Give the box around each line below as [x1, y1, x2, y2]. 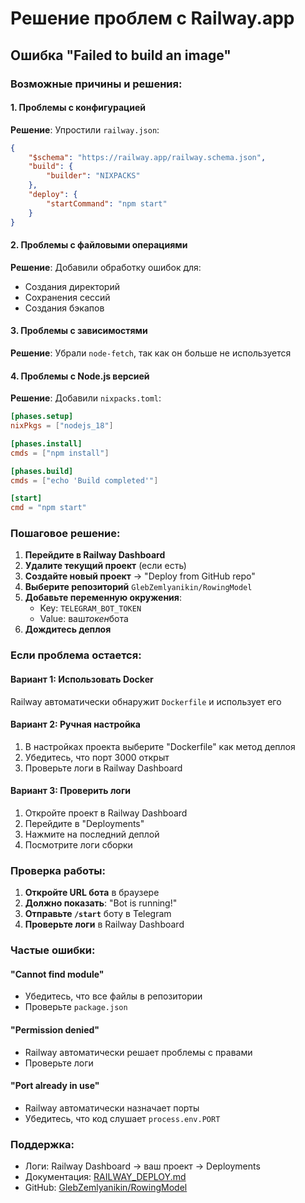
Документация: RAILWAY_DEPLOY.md [24, 1171, 187, 1183]
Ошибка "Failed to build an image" [10, 47, 232, 64]
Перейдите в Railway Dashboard [24, 549, 166, 561]
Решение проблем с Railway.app [10, 7, 295, 30]
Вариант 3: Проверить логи [10, 785, 132, 797]
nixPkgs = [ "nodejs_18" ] [10, 421, 114, 431]
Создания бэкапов [24, 302, 105, 314]
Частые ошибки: [10, 943, 96, 957]
